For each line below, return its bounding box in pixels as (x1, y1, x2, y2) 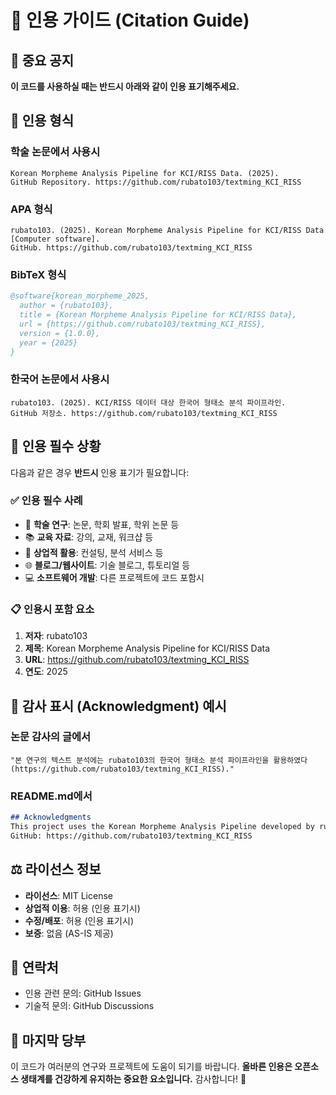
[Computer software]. (10, 234, 101, 244)
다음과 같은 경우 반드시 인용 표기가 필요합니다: (10, 466, 190, 478)
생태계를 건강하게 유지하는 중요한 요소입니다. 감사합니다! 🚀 (20, 1073, 247, 1085)
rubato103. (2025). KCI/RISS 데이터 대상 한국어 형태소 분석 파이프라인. (10, 397, 287, 408)
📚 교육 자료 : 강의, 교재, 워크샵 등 (24, 531, 154, 543)
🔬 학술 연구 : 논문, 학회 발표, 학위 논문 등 (24, 518, 180, 530)
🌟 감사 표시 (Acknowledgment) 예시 (10, 697, 227, 715)
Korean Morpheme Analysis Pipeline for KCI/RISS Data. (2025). (10, 168, 280, 178)
